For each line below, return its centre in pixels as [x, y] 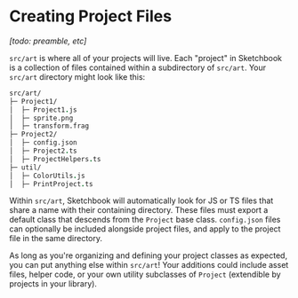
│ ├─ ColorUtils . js [48, 176]
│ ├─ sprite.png [41, 118]
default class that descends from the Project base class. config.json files [145, 220]
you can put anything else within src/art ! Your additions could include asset [149, 265]
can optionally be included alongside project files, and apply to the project [145, 229]
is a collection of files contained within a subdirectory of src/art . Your [138, 67]
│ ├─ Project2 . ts [43, 151]
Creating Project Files [90, 16]
